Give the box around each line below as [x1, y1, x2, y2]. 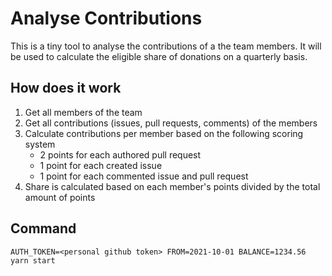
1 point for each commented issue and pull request [39, 170, 249, 182]
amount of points [24, 191, 96, 203]
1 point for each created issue [39, 159, 163, 171]
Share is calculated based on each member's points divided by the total [24, 180, 321, 192]
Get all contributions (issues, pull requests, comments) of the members [24, 117, 318, 129]
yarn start [10, 255, 56, 266]
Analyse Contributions [10, 7, 203, 30]
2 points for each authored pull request [39, 148, 202, 161]
